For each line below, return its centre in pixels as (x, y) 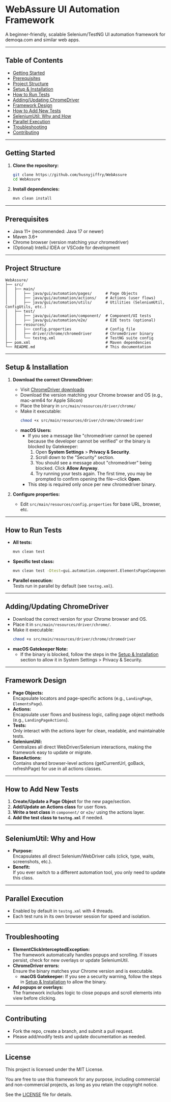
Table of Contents (34, 60)
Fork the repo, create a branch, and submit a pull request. (73, 1031)
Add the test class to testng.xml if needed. (58, 818)
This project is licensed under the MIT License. (54, 1069)
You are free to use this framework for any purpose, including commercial (83, 1079)
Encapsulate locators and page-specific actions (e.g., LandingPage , (82, 698)
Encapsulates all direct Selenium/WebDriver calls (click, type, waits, (84, 856)
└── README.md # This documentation (78, 347)
